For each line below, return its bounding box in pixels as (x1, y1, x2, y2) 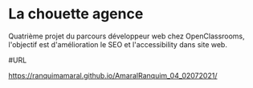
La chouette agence (8, 5, 144, 23)
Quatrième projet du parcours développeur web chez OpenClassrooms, (8, 31, 245, 41)
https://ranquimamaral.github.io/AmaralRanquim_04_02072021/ (8, 70, 218, 80)
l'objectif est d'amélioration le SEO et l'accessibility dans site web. (8, 39, 227, 49)
